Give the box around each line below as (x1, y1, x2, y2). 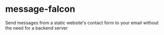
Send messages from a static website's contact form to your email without (5, 20, 159, 26)
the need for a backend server (5, 25, 68, 31)
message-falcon (5, 3, 75, 15)
